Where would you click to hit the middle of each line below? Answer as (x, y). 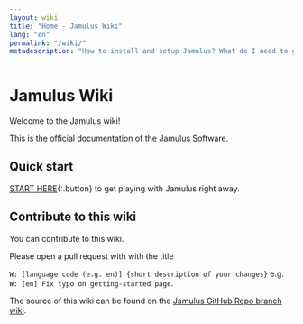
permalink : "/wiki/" (48, 43)
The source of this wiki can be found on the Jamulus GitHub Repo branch (146, 301)
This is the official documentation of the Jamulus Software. (119, 139)
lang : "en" (30, 34)
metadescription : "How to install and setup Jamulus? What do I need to (149, 51)
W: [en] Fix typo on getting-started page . (92, 283)
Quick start (41, 167)
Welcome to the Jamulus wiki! (65, 121)
